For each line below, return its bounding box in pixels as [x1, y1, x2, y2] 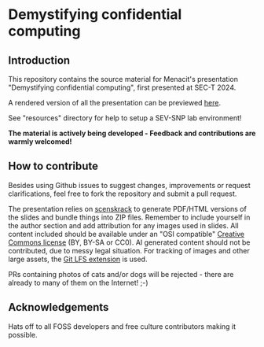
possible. [8, 330, 38, 339]
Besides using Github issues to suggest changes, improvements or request [8, 180, 251, 190]
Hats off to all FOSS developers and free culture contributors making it [8, 321, 236, 331]
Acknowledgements [8, 301, 109, 314]
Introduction [8, 54, 71, 67]
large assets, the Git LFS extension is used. [8, 254, 148, 264]
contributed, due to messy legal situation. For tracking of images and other [8, 245, 250, 255]
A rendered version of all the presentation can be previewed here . [8, 98, 222, 107]
